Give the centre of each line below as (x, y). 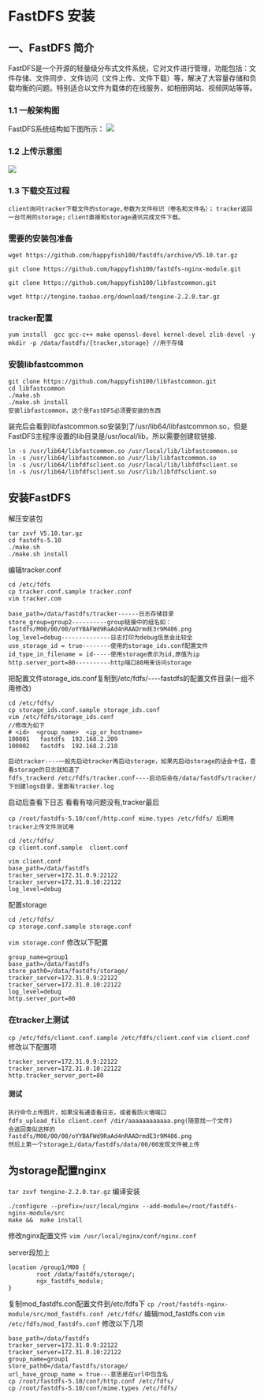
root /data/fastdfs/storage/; (86, 1274)
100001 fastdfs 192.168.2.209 (63, 739)
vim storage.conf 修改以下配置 (58, 942)
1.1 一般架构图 (34, 110)
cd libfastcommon (37, 388)
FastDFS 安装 (52, 16)
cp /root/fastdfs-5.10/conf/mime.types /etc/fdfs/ (93, 1388)
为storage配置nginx (57, 1171)
